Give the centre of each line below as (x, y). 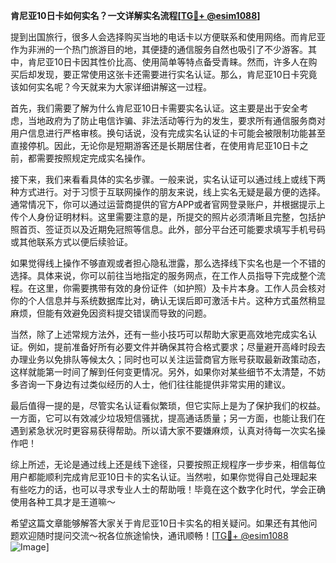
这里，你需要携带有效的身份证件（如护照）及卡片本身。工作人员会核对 (181, 288)
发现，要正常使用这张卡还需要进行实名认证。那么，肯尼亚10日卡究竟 (177, 74)
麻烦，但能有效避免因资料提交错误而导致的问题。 (111, 313)
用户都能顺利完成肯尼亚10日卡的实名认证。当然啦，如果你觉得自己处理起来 (164, 477)
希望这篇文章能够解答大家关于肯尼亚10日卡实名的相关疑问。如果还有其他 (159, 523)
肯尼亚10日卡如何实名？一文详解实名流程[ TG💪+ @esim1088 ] (135, 15)
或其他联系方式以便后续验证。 (71, 242)
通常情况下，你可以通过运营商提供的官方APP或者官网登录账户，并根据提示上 (168, 204)
